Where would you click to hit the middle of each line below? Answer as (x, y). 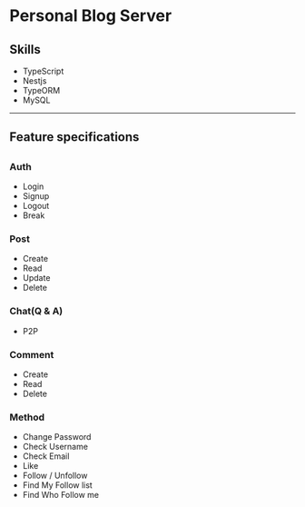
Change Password (57, 437)
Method (27, 417)
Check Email (46, 456)
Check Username (55, 447)
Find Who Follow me (61, 495)
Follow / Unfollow (55, 476)
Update (36, 278)
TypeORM (41, 90)
